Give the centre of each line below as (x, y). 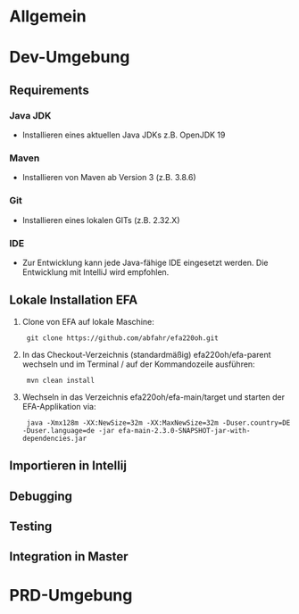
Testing (31, 526)
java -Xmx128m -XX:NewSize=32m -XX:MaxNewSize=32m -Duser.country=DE (158, 423)
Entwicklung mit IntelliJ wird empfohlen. (96, 272)
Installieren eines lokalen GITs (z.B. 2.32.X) (101, 220)
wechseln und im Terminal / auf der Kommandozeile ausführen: (139, 364)
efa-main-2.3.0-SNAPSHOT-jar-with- (184, 430)
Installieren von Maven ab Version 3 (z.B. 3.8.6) (109, 178)
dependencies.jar (54, 438)
